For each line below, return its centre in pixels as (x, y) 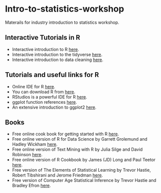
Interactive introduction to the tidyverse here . (57, 54)
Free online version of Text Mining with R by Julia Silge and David (77, 149)
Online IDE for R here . (34, 86)
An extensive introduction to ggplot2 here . (54, 107)
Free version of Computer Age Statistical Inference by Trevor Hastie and (84, 180)
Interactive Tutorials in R (43, 38)
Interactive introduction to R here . (45, 49)
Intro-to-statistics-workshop (65, 9)
